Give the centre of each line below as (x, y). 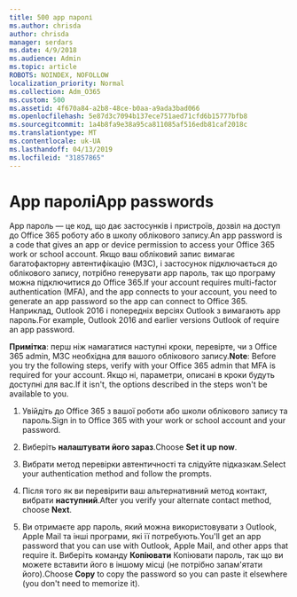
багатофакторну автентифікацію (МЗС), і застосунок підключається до (143, 263)
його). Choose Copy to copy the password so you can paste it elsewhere (155, 574)
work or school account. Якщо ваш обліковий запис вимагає (122, 255)
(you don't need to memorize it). (81, 584)
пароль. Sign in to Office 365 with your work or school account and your (154, 420)
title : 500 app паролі (51, 17)
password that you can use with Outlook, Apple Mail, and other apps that (155, 546)
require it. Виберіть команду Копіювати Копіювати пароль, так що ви (152, 555)
